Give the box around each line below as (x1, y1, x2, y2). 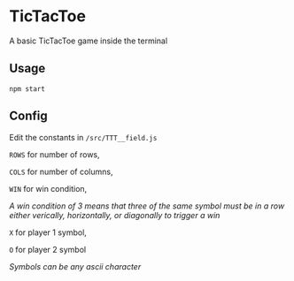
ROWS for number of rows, (9, 148, 100, 160)
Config (9, 109, 48, 124)
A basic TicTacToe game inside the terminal (9, 35, 168, 46)
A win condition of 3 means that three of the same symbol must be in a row (9, 201, 285, 211)
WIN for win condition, (9, 183, 88, 194)
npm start (9, 84, 46, 94)
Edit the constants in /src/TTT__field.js (9, 132, 158, 142)
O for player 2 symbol (9, 244, 87, 254)
